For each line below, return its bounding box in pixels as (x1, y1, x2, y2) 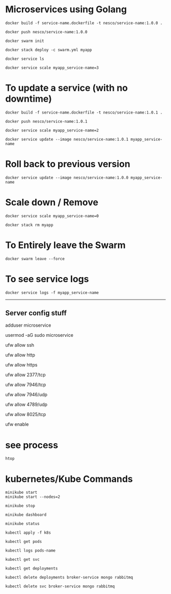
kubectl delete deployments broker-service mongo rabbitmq (5, 575, 133, 580)
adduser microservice (5, 322, 51, 328)
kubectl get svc (5, 557, 40, 562)
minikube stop (5, 504, 36, 509)
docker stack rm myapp (5, 222, 53, 227)
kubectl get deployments (5, 566, 58, 571)
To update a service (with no (5, 82, 128, 94)
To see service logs (5, 273, 89, 285)
